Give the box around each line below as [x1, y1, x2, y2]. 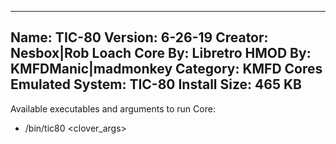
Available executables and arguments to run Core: [10, 102, 216, 115]
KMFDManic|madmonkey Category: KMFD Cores [10, 61, 323, 78]
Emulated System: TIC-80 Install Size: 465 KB [10, 76, 302, 93]
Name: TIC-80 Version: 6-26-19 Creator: [10, 29, 269, 46]
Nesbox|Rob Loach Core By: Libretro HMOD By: [10, 45, 312, 62]
